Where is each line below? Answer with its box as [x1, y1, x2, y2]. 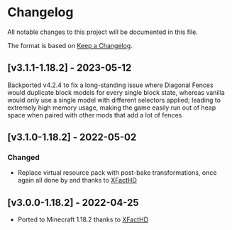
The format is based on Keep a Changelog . [7, 41, 133, 50]
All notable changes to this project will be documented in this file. [7, 28, 199, 36]
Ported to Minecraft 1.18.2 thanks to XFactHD [17, 215, 149, 224]
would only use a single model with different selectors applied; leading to [7, 96, 221, 104]
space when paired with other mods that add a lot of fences [7, 110, 182, 119]
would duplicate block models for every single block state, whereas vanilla [7, 88, 225, 96]
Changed [7, 153, 40, 163]
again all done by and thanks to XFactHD [17, 176, 137, 185]
